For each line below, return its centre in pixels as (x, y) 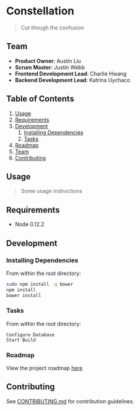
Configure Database (31, 335)
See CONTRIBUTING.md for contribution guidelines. (70, 401)
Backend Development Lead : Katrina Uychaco (72, 80)
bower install (24, 295)
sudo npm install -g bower (40, 284)
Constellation (40, 11)
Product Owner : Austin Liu (48, 61)
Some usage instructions (51, 191)
